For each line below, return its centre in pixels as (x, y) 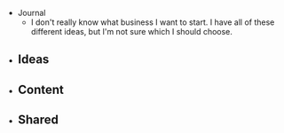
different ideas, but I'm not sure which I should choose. (132, 31)
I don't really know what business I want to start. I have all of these (153, 22)
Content (41, 89)
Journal (32, 13)
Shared (38, 120)
